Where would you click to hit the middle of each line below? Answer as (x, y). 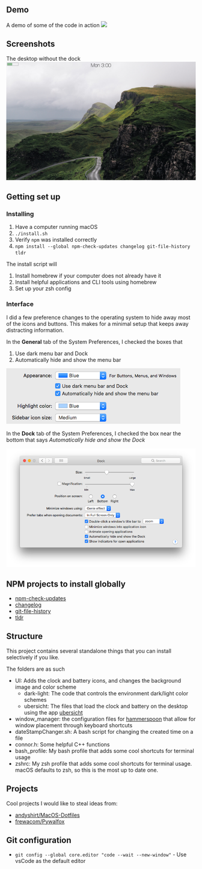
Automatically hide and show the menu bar (68, 359)
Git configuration (39, 840)
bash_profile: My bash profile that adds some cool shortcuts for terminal (104, 751)
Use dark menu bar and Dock (51, 353)
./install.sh (31, 234)
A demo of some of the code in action (53, 25)
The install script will (32, 264)
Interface (20, 304)
